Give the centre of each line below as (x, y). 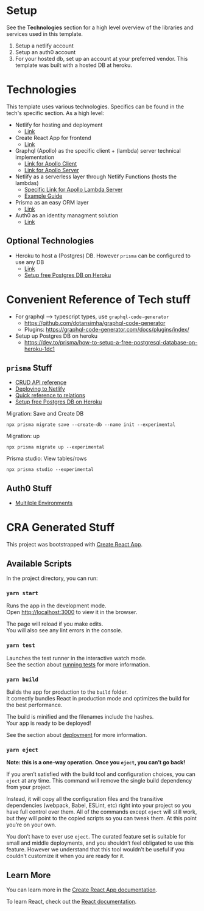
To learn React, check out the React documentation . (72, 902)
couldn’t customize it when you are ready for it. (65, 856)
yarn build (22, 679)
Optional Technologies (50, 241)
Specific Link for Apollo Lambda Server (73, 189)
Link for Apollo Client (51, 163)
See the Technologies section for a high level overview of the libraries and (100, 27)
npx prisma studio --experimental (50, 470)
